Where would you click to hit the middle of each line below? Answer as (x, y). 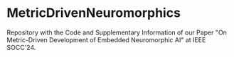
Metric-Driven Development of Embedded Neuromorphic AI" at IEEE (106, 39)
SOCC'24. (21, 47)
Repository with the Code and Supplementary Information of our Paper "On (117, 32)
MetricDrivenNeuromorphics (94, 13)
